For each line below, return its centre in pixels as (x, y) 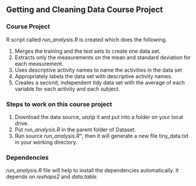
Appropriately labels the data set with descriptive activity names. (94, 76)
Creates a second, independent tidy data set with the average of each (99, 82)
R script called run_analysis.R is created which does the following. (86, 39)
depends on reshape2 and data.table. (52, 177)
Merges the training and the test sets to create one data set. (87, 51)
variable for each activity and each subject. (67, 89)
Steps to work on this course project (59, 104)
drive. (22, 123)
